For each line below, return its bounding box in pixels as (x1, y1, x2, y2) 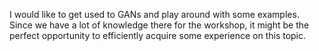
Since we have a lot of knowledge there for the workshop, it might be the (9, 19, 310, 31)
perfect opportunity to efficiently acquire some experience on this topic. (9, 30, 307, 41)
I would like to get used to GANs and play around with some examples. (9, 9, 300, 20)
